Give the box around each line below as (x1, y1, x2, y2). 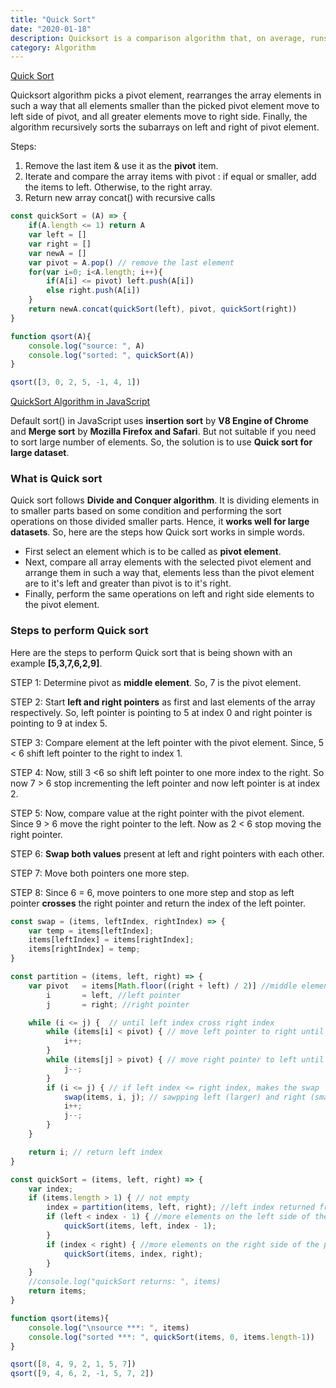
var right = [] (28, 239, 92, 249)
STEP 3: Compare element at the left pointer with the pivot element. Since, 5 (10, 736, 325, 748)
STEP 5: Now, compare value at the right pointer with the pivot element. (10, 807, 305, 819)
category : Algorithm (10, 42, 97, 53)
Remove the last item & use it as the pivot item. (24, 160, 219, 172)
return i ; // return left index (28, 1147, 163, 1157)
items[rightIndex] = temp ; (28, 944, 141, 955)
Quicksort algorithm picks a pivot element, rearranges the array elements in (10, 89, 322, 101)
